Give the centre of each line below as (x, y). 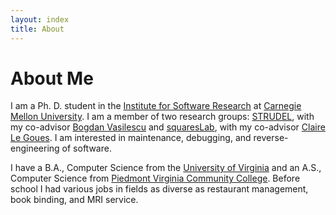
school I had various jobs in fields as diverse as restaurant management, (159, 189)
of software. (86, 148)
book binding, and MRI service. (74, 200)
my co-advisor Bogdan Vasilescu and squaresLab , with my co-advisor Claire (168, 127)
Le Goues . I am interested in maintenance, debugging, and (131, 138)
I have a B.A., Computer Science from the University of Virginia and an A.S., (166, 168)
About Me (52, 78)
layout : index (40, 19)
